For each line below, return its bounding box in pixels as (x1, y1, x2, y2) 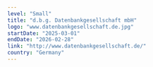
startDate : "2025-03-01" (7, 29, 80, 37)
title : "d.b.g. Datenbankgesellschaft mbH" (7, 17, 137, 24)
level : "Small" (7, 10, 52, 17)
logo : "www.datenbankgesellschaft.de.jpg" (7, 23, 134, 30)
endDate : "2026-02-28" (7, 36, 74, 43)
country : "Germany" (7, 50, 65, 57)
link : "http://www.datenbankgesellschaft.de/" (7, 43, 147, 50)
